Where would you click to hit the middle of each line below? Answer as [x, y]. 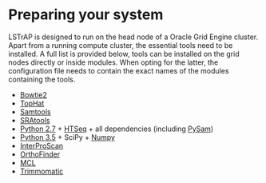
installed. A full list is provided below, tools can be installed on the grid [124, 54]
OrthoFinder [40, 154]
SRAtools [35, 120]
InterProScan [42, 145]
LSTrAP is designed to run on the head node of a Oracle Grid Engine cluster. [133, 37]
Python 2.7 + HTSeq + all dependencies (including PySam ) [117, 129]
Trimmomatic [42, 171]
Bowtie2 [34, 94]
